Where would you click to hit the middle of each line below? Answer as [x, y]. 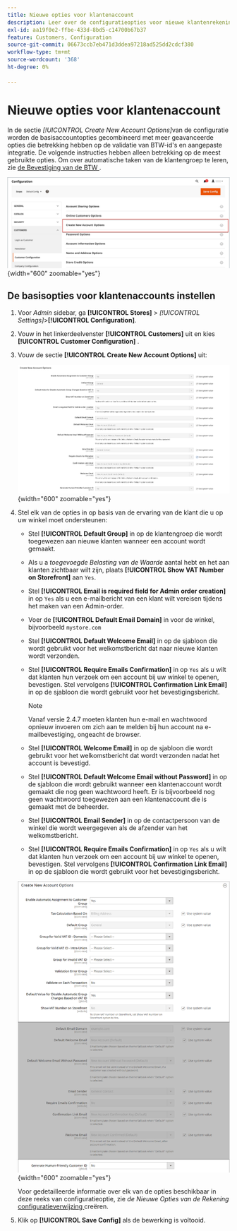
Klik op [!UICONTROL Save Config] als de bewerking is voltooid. [111, 1220]
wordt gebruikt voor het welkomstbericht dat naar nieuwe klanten [123, 649]
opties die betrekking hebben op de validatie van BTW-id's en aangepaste [115, 145]
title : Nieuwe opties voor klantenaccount [71, 15]
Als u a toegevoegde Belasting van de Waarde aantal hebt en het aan [129, 563]
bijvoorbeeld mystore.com [65, 627]
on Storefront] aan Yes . [62, 577]
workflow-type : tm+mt [39, 52]
